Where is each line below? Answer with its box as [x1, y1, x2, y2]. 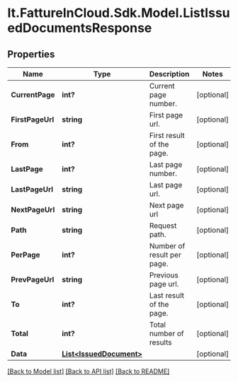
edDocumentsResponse [7, 20, 152, 36]
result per [149, 250, 182, 260]
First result [149, 131, 186, 140]
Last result [149, 291, 184, 300]
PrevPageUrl [11, 274, 55, 284]
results [149, 337, 172, 347]
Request [149, 221, 177, 231]
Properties [7, 48, 55, 60]
